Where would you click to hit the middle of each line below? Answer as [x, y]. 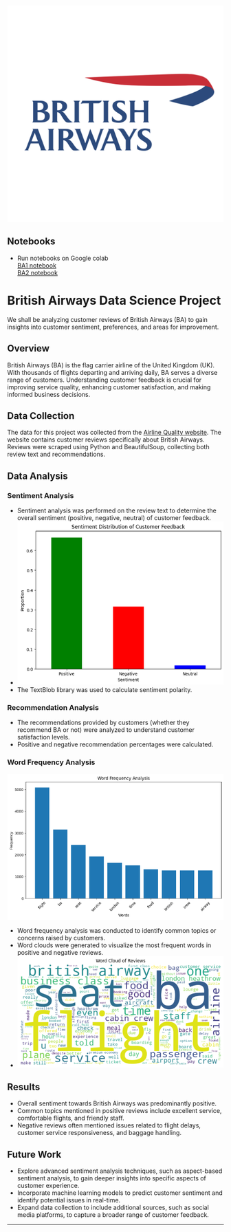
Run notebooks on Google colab [63, 258]
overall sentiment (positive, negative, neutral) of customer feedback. [114, 518]
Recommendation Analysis [53, 708]
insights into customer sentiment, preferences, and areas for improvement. [113, 327]
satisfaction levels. [43, 737]
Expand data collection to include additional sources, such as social [113, 1208]
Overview [29, 348]
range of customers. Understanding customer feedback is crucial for [104, 380]
